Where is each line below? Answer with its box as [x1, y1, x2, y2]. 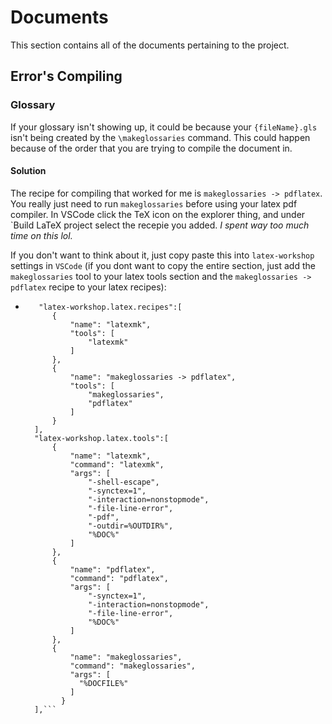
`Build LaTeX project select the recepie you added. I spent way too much [10, 219, 310, 231]
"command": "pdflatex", [69, 573, 169, 583]
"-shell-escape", [88, 477, 160, 487]
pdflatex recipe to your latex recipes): [10, 281, 167, 293]
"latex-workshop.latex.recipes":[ [38, 302, 183, 312]
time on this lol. [10, 229, 73, 241]
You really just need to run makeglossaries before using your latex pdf [10, 197, 298, 210]
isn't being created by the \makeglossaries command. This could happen [10, 131, 311, 143]
